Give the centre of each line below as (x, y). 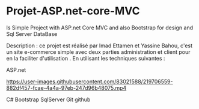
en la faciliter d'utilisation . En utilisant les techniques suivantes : (86, 58)
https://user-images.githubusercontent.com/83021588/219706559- (90, 81)
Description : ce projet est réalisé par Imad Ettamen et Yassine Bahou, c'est (99, 46)
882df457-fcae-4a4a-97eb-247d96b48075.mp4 (66, 87)
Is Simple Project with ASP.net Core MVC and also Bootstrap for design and (100, 28)
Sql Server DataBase (32, 34)
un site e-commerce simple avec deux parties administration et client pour (98, 52)
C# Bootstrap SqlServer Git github (48, 99)
